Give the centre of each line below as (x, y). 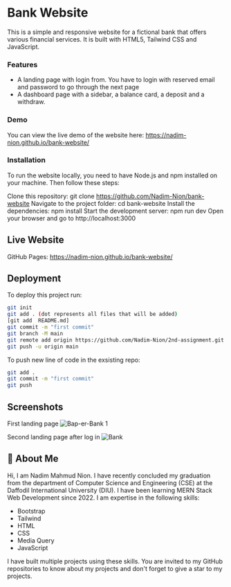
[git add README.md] (38, 321)
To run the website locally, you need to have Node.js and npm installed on (112, 175)
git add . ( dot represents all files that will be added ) (92, 314)
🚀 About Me (33, 459)
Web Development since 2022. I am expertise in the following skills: (103, 498)
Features (22, 64)
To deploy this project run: (45, 295)
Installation (27, 160)
